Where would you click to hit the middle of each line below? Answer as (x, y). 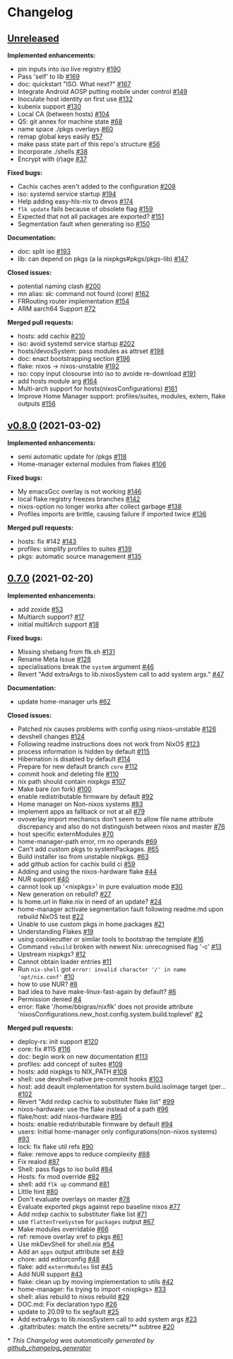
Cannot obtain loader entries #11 (64, 961)
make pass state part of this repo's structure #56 (89, 144)
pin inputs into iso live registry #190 (69, 69)
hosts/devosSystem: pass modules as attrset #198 (91, 351)
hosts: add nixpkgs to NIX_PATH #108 (72, 1072)
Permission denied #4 (49, 999)
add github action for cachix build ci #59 (76, 864)
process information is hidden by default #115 (84, 751)
